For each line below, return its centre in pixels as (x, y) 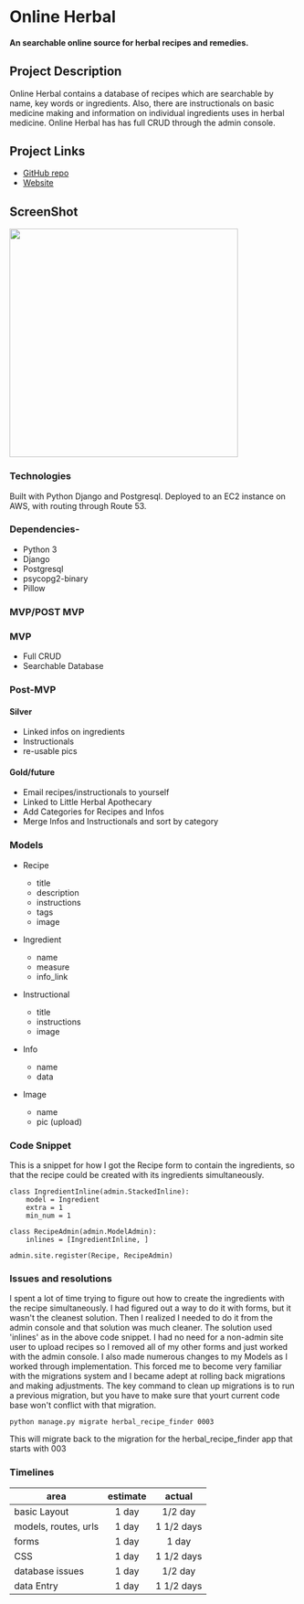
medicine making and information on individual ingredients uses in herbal (147, 112)
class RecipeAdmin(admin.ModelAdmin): (83, 1231)
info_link (52, 976)
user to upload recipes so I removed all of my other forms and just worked (149, 1347)
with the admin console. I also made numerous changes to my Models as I (148, 1357)
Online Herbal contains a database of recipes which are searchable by (142, 93)
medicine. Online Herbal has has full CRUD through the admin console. (142, 122)
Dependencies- (45, 529)
